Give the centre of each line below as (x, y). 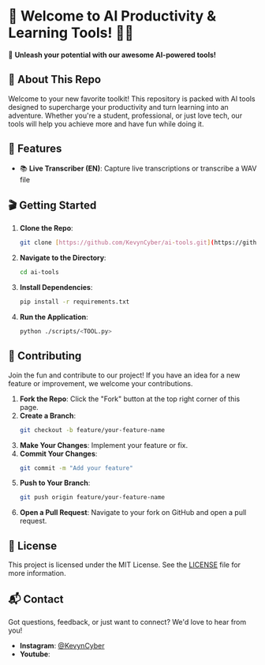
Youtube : (35, 654)
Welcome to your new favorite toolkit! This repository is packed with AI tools (132, 99)
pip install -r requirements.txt (75, 302)
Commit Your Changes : (58, 453)
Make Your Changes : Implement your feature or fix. (103, 445)
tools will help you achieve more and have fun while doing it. (106, 124)
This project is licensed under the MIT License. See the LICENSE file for (125, 565)
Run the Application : (54, 317)
